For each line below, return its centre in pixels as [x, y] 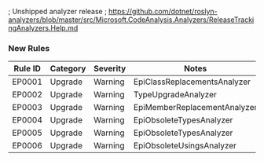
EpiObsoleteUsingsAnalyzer [185, 146]
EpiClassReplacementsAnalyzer [192, 82]
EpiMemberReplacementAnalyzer [195, 108]
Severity [110, 68]
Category [68, 68]
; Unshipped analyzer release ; [58, 11]
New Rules [29, 48]
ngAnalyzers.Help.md [43, 28]
